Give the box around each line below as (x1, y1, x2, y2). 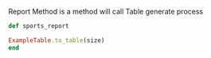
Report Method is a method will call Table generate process (8, 7, 204, 16)
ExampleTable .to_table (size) (8, 36, 105, 44)
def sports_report (8, 22, 69, 30)
